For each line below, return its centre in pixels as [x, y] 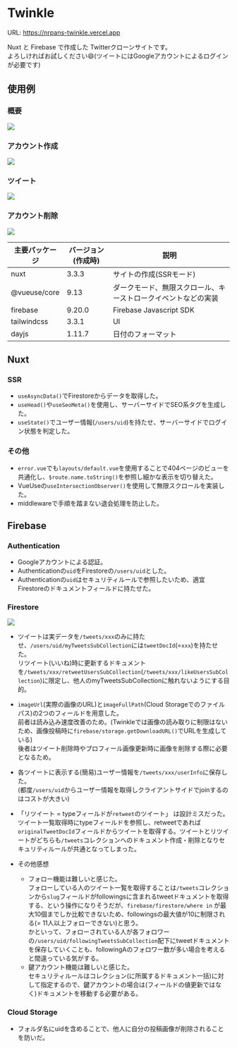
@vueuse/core [35, 292]
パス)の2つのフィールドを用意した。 [70, 713]
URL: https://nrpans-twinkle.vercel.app [64, 32]
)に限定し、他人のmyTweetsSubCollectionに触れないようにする [132, 681]
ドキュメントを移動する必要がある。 [89, 994]
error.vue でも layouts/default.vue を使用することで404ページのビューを [123, 468]
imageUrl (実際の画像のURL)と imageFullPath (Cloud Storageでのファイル [121, 705]
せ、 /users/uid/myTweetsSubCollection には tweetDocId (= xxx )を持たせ [118, 645]
